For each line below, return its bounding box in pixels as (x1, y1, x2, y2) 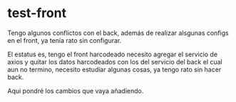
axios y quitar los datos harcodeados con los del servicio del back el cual (7, 57, 222, 66)
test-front (7, 5, 66, 21)
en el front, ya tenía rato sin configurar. (7, 36, 122, 44)
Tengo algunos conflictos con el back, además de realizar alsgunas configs (7, 29, 230, 37)
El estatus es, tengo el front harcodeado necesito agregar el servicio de (7, 50, 218, 58)
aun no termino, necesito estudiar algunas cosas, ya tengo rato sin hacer (7, 65, 222, 73)
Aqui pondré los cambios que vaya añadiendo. (7, 86, 144, 95)
